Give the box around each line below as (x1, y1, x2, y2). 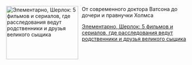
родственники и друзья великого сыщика (82, 35, 186, 42)
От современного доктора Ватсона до (82, 6, 178, 12)
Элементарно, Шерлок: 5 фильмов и (82, 23, 173, 30)
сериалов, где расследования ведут (82, 29, 173, 36)
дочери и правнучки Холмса (82, 12, 154, 19)
